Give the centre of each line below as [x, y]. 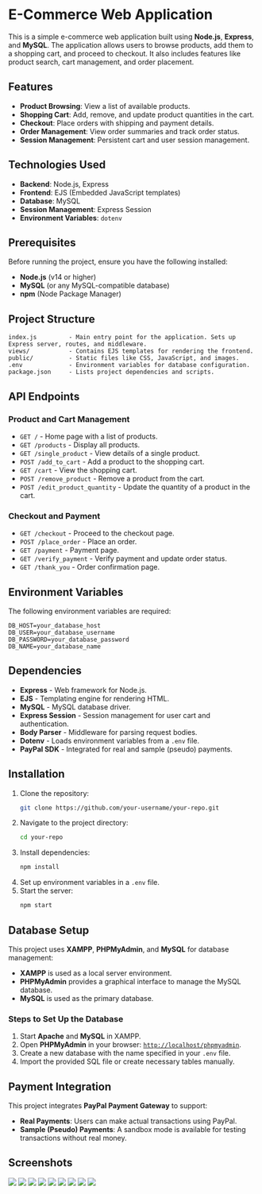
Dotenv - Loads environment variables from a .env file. [110, 740]
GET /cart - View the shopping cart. [78, 469]
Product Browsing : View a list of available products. [105, 106]
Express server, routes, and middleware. [78, 344]
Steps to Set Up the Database [66, 1018]
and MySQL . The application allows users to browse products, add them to [131, 44]
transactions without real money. [73, 1138]
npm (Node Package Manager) [70, 294]
